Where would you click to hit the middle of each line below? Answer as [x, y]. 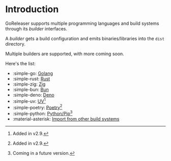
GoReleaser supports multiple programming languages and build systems [82, 23]
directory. [15, 44]
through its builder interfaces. [36, 28]
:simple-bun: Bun [31, 89]
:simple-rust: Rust [31, 78]
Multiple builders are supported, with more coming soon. [65, 54]
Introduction [32, 9]
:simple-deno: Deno [33, 95]
